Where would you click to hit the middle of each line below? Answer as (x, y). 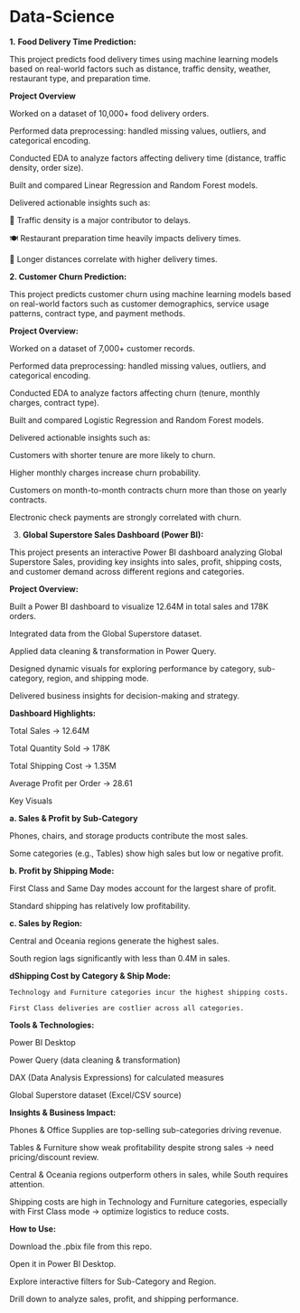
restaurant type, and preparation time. (80, 78)
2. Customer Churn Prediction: (68, 277)
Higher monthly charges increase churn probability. (105, 473)
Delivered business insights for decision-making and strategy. (124, 695)
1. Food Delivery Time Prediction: (73, 42)
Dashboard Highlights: (53, 713)
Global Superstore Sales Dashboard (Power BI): (113, 534)
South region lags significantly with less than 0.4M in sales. (120, 958)
